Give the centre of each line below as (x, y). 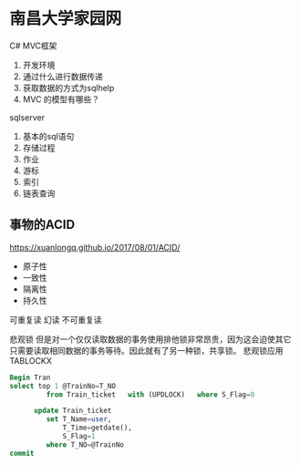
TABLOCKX (31, 360)
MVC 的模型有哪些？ (61, 99)
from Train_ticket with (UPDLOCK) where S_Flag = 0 (150, 394)
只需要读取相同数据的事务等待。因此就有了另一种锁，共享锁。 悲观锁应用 (146, 350)
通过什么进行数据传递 (62, 76)
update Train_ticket (72, 411)
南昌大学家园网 (66, 19)
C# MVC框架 (33, 46)
